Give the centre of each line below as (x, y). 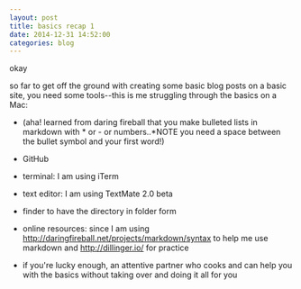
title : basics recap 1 (52, 26)
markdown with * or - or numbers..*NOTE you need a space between (151, 132)
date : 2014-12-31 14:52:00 (60, 34)
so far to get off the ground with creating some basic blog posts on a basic (148, 86)
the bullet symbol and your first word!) (93, 141)
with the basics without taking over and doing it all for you (130, 275)
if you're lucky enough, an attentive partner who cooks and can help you (157, 266)
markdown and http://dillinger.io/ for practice (105, 248)
